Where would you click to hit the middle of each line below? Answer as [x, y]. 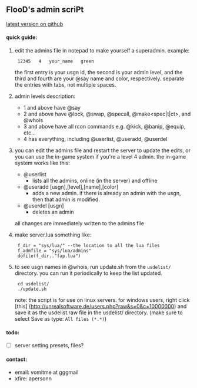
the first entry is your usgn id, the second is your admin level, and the [98, 73]
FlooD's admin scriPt [45, 10]
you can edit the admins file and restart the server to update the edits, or [103, 150]
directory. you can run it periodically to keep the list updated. [89, 273]
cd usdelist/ [33, 284]
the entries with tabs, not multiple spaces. [65, 85]
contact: [17, 359]
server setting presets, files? [49, 346]
